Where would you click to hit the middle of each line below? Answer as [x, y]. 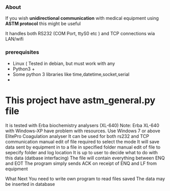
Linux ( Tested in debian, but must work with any [64, 63]
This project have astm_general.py [80, 100]
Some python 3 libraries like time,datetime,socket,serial [71, 74]
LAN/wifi [15, 39]
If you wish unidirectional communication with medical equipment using [82, 18]
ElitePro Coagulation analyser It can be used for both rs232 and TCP [77, 136]
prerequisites [22, 52]
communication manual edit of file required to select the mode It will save [82, 141]
